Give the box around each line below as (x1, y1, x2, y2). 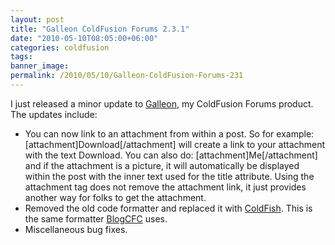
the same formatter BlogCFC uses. (24, 212, 168, 225)
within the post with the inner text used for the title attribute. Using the (24, 170, 315, 182)
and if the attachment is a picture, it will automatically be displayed (24, 159, 300, 171)
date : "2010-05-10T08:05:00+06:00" (10, 33, 159, 43)
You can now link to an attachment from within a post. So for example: (24, 127, 315, 140)
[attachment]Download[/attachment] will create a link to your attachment (24, 138, 326, 150)
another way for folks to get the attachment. (24, 191, 207, 203)
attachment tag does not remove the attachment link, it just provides (24, 181, 307, 193)
